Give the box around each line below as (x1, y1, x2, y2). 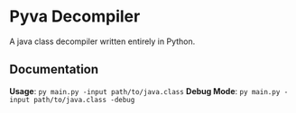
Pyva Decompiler (9, 6, 141, 27)
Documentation (9, 62, 99, 77)
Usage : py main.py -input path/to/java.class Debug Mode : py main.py (9, 85, 281, 96)
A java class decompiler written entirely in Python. (9, 36, 196, 47)
